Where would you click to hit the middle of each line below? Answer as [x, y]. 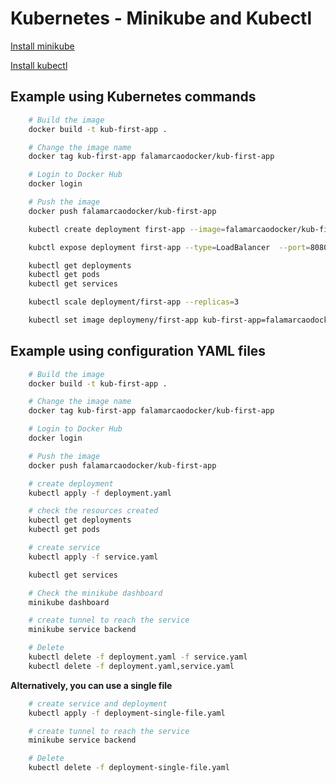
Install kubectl [39, 65]
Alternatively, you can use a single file [91, 685]
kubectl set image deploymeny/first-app [113, 320]
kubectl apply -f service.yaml [93, 557]
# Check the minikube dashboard [95, 593]
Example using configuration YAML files [138, 351]
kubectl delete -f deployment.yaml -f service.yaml [138, 657]
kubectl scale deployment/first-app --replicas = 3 [134, 302]
